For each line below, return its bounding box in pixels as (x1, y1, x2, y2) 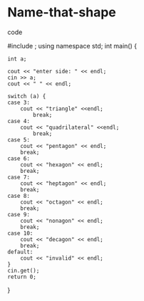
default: (7, 248, 34, 255)
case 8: (7, 192, 31, 199)
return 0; (7, 273, 37, 280)
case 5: (7, 136, 31, 143)
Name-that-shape (7, 4, 116, 21)
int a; (7, 55, 27, 63)
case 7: (7, 174, 31, 181)
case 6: (7, 154, 31, 162)
